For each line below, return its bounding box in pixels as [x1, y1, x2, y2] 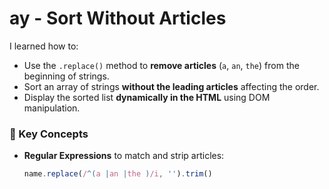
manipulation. [23, 102, 81, 114]
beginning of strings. [23, 70, 110, 82]
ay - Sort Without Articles [9, 7, 227, 30]
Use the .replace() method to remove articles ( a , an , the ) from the [23, 59, 300, 71]
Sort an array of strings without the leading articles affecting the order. [23, 80, 320, 92]
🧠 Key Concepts [9, 127, 89, 141]
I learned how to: [9, 40, 79, 52]
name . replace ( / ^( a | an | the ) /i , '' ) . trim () [23, 169, 213, 179]
